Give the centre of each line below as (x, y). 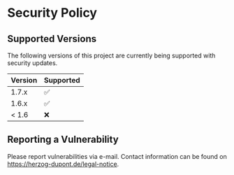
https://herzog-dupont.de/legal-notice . (63, 164)
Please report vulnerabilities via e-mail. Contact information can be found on (117, 156)
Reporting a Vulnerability (63, 140)
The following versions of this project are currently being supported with (111, 55)
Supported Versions (52, 39)
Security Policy (52, 13)
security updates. (32, 63)
